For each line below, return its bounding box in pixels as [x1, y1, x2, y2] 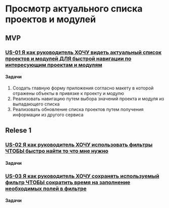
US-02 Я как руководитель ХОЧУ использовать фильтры [5, 141, 153, 148]
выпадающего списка [12, 101, 60, 107]
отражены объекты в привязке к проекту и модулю [12, 90, 125, 96]
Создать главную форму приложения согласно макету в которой [12, 85, 154, 91]
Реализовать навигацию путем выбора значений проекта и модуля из [12, 95, 164, 101]
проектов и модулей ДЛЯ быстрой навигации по [5, 55, 132, 62]
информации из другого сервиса [12, 112, 84, 118]
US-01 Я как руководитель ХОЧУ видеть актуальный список [5, 49, 162, 56]
